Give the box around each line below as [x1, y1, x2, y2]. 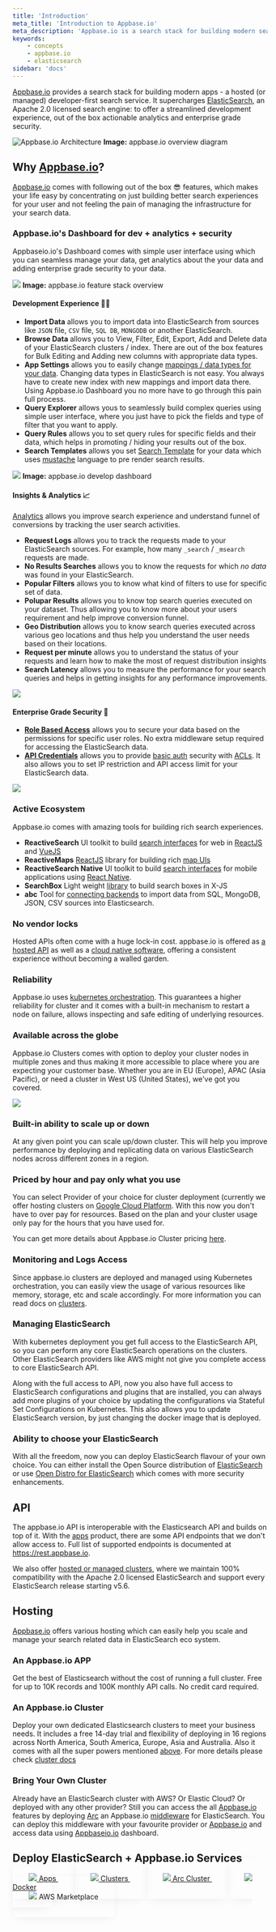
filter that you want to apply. [23, 420, 118, 430]
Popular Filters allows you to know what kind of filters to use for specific [23, 578, 267, 588]
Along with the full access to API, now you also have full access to [12, 1378, 233, 1388]
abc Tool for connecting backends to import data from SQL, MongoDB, [23, 889, 261, 899]
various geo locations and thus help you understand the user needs [23, 630, 250, 640]
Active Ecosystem [12, 804, 86, 815]
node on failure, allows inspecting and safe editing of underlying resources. [12, 1009, 265, 1019]
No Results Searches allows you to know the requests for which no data [23, 561, 267, 571]
